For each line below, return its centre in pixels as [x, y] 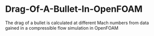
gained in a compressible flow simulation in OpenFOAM [62, 28]
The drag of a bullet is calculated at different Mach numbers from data [77, 23]
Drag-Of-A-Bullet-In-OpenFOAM [74, 9]
